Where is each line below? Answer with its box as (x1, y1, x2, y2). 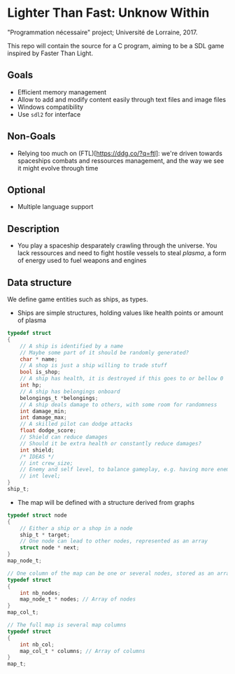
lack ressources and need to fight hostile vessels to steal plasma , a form (17, 249, 227, 257)
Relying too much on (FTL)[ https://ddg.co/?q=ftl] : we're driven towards (17, 149, 222, 157)
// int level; (20, 473, 61, 480)
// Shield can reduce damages (20, 433, 108, 440)
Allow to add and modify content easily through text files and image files (17, 95, 226, 103)
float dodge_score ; (20, 427, 77, 434)
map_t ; (7, 661, 27, 668)
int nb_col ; (20, 641, 55, 648)
